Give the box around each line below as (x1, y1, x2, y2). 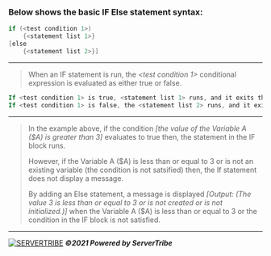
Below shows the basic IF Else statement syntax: (8, 6, 203, 18)
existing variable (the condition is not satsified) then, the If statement (27, 165, 257, 174)
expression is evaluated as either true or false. (27, 78, 182, 87)
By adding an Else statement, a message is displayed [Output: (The (27, 189, 252, 199)
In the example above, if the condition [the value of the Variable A (27, 124, 248, 133)
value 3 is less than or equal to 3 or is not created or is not (27, 197, 223, 208)
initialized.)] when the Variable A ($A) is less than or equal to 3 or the (27, 206, 258, 216)
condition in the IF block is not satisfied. (27, 215, 161, 225)
